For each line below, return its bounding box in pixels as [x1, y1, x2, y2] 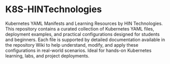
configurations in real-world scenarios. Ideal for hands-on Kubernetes [5, 47, 152, 53]
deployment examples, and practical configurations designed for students [5, 31, 160, 37]
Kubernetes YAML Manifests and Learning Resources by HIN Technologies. [5, 20, 163, 26]
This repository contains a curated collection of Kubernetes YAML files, [5, 25, 154, 31]
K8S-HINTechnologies [5, 4, 103, 15]
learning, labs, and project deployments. [5, 52, 90, 59]
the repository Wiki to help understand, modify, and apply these [5, 42, 139, 48]
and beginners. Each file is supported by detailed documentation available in [5, 37, 165, 43]
